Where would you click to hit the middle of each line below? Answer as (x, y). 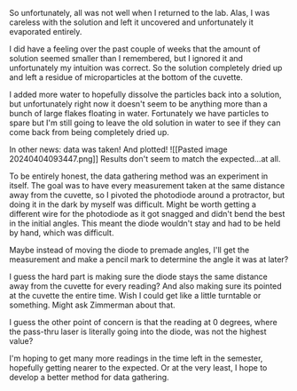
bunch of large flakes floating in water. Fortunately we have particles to (139, 113)
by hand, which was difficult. (62, 233)
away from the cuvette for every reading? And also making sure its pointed (145, 286)
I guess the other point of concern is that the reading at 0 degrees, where (143, 322)
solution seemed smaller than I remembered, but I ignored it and (126, 58)
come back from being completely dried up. (90, 132)
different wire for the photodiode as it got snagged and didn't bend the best (147, 214)
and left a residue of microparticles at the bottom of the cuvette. (126, 77)
